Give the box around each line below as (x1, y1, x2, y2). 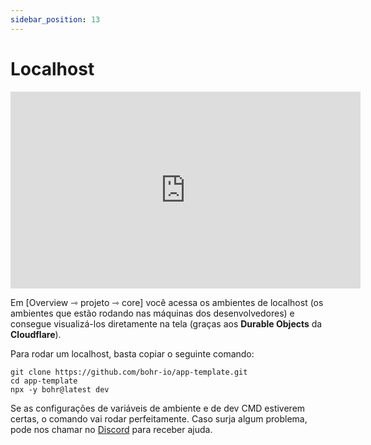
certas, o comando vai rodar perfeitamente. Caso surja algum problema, (10, 412, 308, 425)
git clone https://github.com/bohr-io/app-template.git (10, 367, 248, 377)
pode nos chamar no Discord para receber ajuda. (10, 423, 213, 435)
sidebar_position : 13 (10, 14, 101, 25)
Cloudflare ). (10, 328, 62, 340)
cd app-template (10, 376, 78, 386)
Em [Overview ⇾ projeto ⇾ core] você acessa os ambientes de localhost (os (10, 296, 324, 308)
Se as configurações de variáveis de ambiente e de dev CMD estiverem (10, 402, 306, 414)
